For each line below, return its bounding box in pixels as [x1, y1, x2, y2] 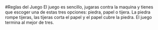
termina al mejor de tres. [5, 19, 54, 25]
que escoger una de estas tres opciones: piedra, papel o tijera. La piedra [5, 9, 151, 15]
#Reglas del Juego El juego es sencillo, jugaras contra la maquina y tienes [5, 4, 154, 10]
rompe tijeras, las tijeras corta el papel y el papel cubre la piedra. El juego [5, 15, 152, 20]
